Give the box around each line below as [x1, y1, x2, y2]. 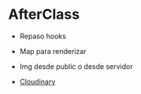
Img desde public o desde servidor [19, 61, 133, 71]
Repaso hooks [19, 31, 67, 41]
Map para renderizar [19, 46, 87, 56]
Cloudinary [19, 77, 56, 86]
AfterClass [8, 5, 80, 23]
